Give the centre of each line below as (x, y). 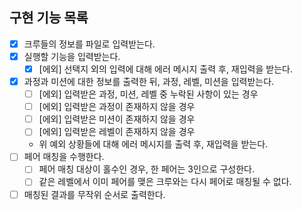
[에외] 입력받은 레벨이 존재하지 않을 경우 (117, 132)
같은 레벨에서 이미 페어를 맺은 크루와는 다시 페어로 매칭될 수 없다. (165, 182)
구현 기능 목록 (49, 18)
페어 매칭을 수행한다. (64, 157)
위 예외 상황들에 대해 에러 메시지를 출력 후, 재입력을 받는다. (153, 144)
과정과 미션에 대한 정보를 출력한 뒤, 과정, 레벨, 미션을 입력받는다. (149, 81)
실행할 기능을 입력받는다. (72, 56)
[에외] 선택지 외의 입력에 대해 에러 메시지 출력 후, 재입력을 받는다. (165, 69)
